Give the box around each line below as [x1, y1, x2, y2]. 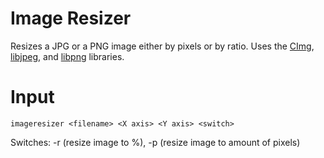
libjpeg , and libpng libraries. [10, 50, 125, 62]
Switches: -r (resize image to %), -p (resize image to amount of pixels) [10, 136, 301, 148]
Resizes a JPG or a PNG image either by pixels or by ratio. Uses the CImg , [10, 40, 315, 52]
